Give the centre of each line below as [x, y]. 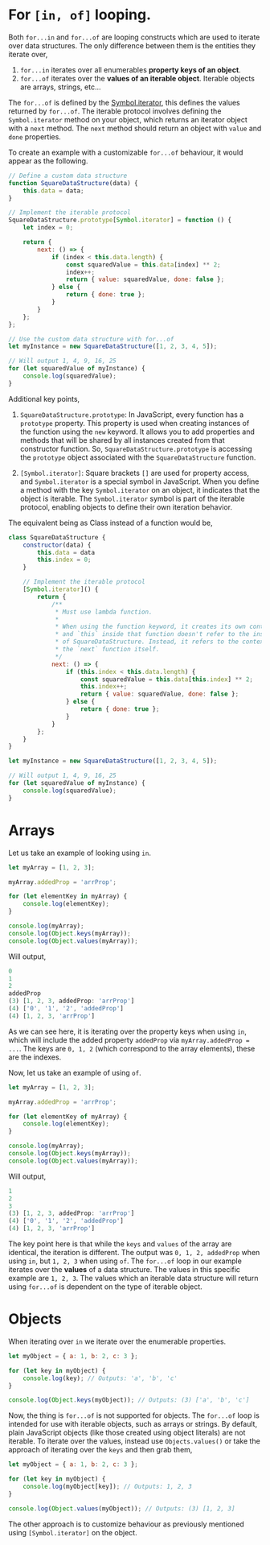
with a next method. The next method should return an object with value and [135, 128]
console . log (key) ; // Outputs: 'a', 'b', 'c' [100, 1378]
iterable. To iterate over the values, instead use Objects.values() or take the [135, 1441]
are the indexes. [35, 1057]
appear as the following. [48, 161]
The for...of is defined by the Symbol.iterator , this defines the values [125, 102]
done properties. [35, 136]
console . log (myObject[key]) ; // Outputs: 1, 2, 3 [108, 1487]
